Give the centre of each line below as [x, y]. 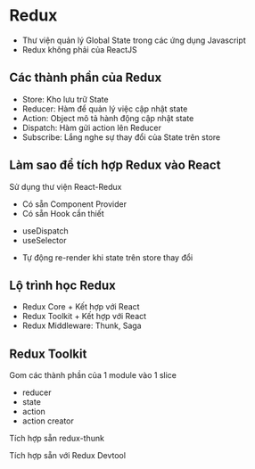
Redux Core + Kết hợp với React [81, 307]
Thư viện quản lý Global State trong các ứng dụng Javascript [134, 40]
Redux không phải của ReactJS [79, 49]
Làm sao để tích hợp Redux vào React [115, 165]
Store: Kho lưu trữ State [65, 99]
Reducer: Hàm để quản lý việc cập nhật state [105, 109]
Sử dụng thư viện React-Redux [66, 186]
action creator [48, 421]
